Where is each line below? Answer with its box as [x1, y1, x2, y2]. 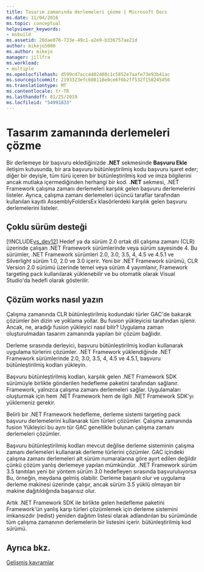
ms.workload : [6, 60, 40, 66]
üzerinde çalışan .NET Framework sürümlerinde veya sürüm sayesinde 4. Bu [6, 244, 198, 252]
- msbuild [6, 32, 32, 38]
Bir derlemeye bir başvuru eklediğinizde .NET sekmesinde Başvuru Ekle [6, 159, 188, 166]
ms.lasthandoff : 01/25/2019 [6, 94, 78, 100]
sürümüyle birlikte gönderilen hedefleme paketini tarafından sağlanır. [6, 380, 179, 387]
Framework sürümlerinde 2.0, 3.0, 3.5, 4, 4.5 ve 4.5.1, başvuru [6, 355, 161, 362]
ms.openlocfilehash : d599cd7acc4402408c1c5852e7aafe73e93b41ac [6, 71, 171, 77]
